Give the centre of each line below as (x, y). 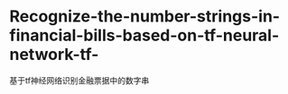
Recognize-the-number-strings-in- (145, 17)
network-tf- (54, 55)
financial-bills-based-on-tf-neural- (144, 35)
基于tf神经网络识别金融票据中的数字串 (79, 80)
